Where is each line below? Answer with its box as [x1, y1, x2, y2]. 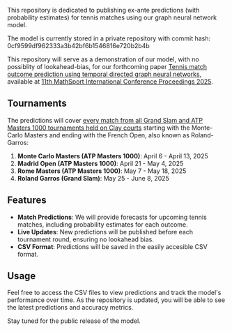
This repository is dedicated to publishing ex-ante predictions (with [7, 6, 200, 14]
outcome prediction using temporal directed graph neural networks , [7, 70, 202, 78]
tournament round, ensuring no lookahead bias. [17, 235, 155, 243]
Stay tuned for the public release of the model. [7, 317, 141, 325]
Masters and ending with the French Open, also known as [24, 130, 190, 139]
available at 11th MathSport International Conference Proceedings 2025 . [7, 77, 214, 86]
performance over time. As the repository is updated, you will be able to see [7, 296, 225, 304]
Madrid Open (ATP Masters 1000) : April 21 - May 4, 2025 [17, 159, 184, 167]
